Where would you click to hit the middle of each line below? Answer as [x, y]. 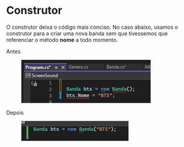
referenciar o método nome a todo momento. [62, 40]
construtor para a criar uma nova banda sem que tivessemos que [87, 33]
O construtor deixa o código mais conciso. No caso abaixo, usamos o [92, 27]
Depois [15, 112]
